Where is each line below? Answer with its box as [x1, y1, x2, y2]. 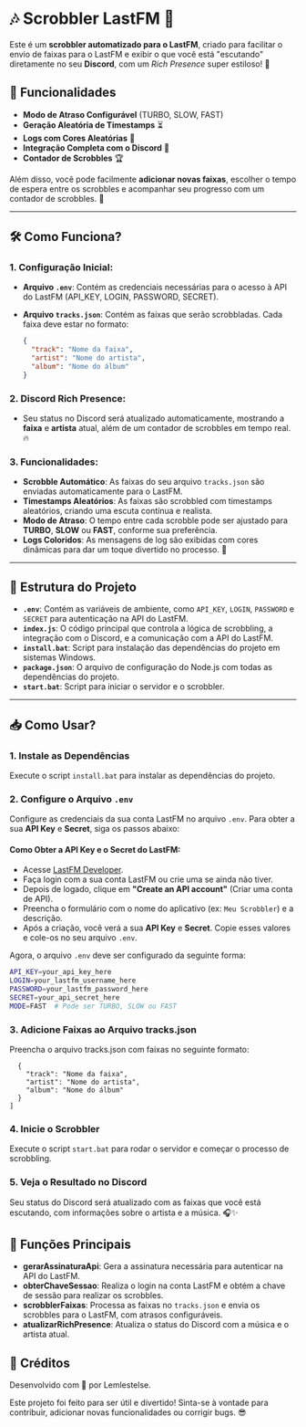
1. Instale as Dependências [9, 749, 130, 761]
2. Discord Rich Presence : [9, 392, 127, 404]
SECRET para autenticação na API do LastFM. [22, 614, 189, 624]
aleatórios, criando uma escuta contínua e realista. [22, 506, 213, 517]
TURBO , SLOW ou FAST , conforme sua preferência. [22, 525, 219, 536]
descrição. [22, 913, 64, 924]
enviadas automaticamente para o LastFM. [22, 486, 183, 497]
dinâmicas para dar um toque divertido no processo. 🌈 [22, 544, 228, 555]
